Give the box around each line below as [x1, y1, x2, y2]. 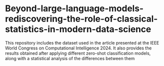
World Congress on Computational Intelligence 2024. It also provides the [5, 45, 152, 51]
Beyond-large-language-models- [5, 3, 143, 14]
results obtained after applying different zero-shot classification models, [5, 50, 151, 56]
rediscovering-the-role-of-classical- [5, 13, 158, 24]
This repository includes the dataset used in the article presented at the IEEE [5, 40, 160, 45]
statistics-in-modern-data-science [5, 24, 151, 35]
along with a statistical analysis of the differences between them [5, 55, 135, 61]
